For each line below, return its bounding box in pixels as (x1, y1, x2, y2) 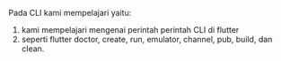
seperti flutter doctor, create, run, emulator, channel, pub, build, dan (21, 34, 273, 44)
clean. (21, 43, 45, 54)
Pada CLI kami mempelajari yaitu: (8, 8, 132, 18)
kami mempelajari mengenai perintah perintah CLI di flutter (21, 25, 240, 34)
